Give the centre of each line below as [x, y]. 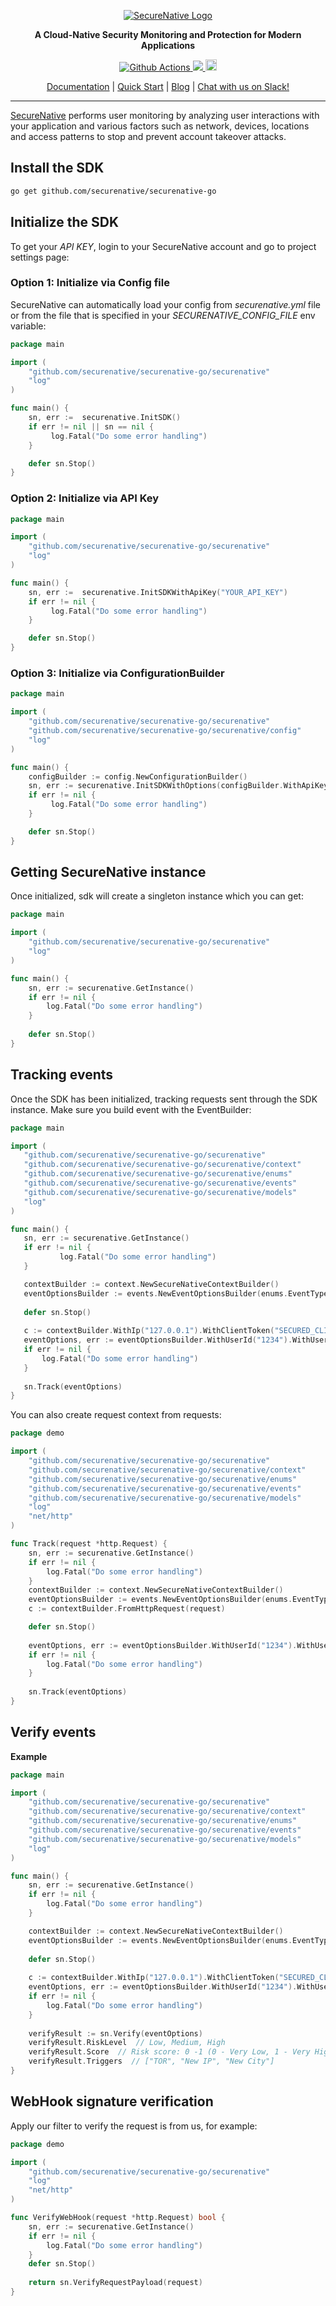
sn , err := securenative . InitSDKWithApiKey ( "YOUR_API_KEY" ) [158, 592]
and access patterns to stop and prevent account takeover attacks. [148, 136]
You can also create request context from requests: [116, 1415]
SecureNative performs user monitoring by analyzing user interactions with [165, 115]
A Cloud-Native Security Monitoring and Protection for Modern [168, 34]
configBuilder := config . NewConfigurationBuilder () [138, 776]
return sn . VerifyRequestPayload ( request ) [115, 2283]
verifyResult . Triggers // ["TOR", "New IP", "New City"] [151, 2061]
